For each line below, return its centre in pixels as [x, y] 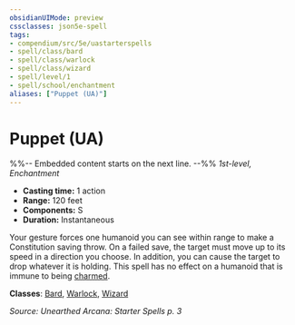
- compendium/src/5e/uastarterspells [81, 43]
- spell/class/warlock [52, 60]
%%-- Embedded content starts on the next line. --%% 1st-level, [131, 163]
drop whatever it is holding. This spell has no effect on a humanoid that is [146, 266]
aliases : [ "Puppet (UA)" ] [58, 94]
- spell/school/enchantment [63, 85]
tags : [20, 34]
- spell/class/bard [46, 52]
